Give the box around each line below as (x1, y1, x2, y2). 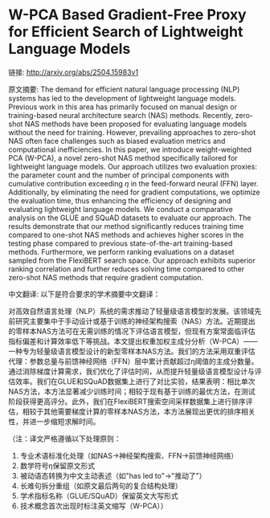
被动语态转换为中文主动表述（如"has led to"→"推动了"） (19, 471, 207, 480)
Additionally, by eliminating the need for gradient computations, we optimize (8, 187, 261, 197)
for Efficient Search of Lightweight (8, 22, 243, 41)
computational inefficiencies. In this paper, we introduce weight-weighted (8, 145, 252, 154)
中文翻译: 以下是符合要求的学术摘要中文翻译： (8, 289, 161, 299)
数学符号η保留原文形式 (19, 460, 96, 471)
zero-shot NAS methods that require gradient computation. (8, 272, 203, 282)
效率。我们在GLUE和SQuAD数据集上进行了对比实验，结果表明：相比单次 (14, 376, 256, 386)
